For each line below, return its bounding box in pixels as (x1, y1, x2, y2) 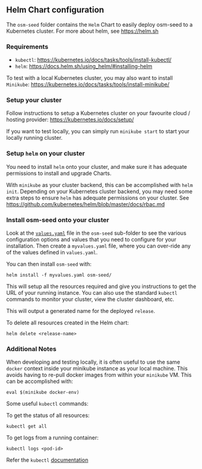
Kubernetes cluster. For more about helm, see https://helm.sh (6, 27, 159, 34)
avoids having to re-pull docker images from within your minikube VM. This (6, 372, 192, 379)
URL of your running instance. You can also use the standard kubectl (6, 289, 178, 296)
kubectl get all (6, 424, 47, 430)
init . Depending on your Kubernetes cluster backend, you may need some (6, 188, 193, 195)
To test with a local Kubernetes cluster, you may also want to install (6, 74, 173, 82)
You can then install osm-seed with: (6, 260, 92, 267)
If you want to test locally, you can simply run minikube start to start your (6, 128, 190, 135)
